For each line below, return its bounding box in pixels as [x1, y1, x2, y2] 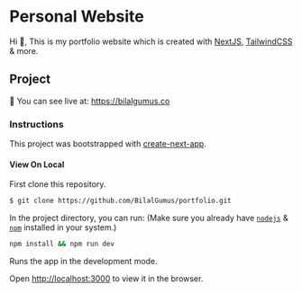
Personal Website [9, 6, 144, 27]
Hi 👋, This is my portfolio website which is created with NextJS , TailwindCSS [9, 36, 293, 47]
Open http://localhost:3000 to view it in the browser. [9, 273, 204, 284]
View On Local [9, 159, 65, 170]
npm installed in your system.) [9, 222, 117, 233]
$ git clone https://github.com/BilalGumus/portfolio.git [9, 196, 232, 206]
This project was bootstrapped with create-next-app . [9, 138, 207, 149]
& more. [9, 45, 39, 56]
